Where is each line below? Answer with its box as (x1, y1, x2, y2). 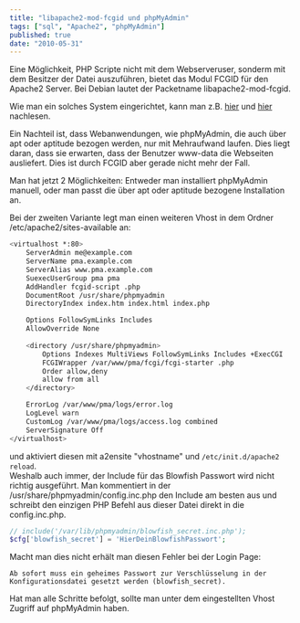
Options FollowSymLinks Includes (26, 316, 153, 325)
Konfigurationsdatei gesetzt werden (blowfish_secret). (9, 577, 226, 586)
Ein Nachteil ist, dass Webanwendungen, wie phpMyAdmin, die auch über (9, 129, 287, 140)
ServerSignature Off (26, 426, 104, 435)
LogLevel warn (26, 408, 79, 417)
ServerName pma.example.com (26, 257, 132, 266)
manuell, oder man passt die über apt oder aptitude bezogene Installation (9, 185, 285, 196)
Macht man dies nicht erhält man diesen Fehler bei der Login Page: (9, 552, 262, 563)
